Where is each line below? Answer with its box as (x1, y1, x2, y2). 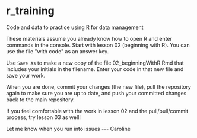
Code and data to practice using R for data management (6, 24, 144, 31)
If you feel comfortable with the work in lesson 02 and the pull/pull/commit (6, 107, 189, 114)
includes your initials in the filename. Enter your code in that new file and (6, 65, 184, 72)
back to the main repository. (6, 96, 75, 103)
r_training (6, 4, 55, 18)
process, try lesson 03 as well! (6, 114, 81, 121)
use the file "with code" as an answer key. (6, 47, 109, 54)
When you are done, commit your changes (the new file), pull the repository (6, 83, 192, 90)
